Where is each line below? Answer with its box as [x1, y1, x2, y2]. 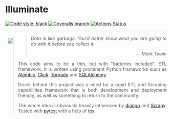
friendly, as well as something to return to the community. [17, 92, 140, 98]
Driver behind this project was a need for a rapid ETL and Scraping [17, 81, 167, 88]
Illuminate [5, 4, 49, 15]
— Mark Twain [136, 50, 167, 57]
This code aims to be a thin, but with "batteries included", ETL [17, 61, 167, 67]
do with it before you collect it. [30, 41, 95, 47]
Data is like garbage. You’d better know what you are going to [30, 35, 167, 42]
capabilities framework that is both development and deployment [17, 87, 167, 93]
